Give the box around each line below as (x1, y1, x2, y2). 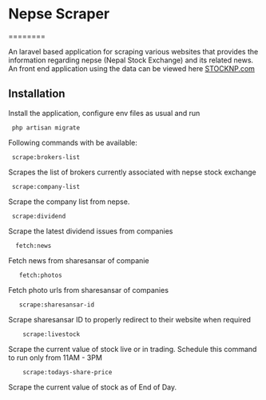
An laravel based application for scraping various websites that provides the (8, 46, 259, 56)
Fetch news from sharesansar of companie (8, 255, 149, 265)
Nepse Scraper (8, 5, 110, 23)
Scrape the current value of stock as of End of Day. (8, 382, 177, 392)
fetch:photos (18, 271, 62, 279)
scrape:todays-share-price (22, 368, 113, 376)
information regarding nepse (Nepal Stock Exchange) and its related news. (8, 55, 254, 65)
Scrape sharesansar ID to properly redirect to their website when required (8, 314, 252, 324)
